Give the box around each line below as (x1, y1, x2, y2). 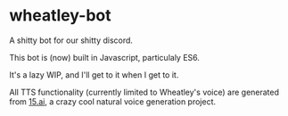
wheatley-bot (9, 5, 111, 26)
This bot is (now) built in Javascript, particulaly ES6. (9, 52, 201, 62)
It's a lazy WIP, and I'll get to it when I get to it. (9, 69, 179, 80)
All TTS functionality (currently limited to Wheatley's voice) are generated (9, 87, 279, 97)
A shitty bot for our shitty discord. (9, 35, 134, 46)
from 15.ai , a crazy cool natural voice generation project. (9, 95, 217, 107)
